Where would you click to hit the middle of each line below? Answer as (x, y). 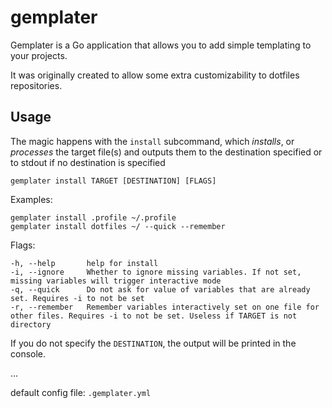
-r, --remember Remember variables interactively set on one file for (165, 307)
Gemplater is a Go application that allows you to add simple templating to (161, 45)
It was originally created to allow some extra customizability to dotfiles (155, 75)
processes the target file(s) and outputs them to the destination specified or (166, 152)
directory (31, 324)
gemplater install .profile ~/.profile (93, 217)
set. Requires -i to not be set (77, 298)
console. (28, 353)
